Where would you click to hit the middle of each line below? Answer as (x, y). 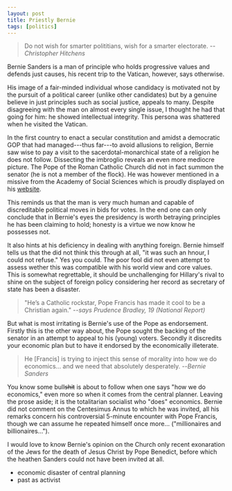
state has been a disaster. (44, 289)
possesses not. (29, 232)
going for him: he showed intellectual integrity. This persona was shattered (114, 117)
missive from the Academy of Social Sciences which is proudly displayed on (116, 182)
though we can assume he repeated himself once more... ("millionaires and (114, 424)
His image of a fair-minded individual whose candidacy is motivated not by (114, 88)
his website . (24, 189)
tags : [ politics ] (32, 26)
